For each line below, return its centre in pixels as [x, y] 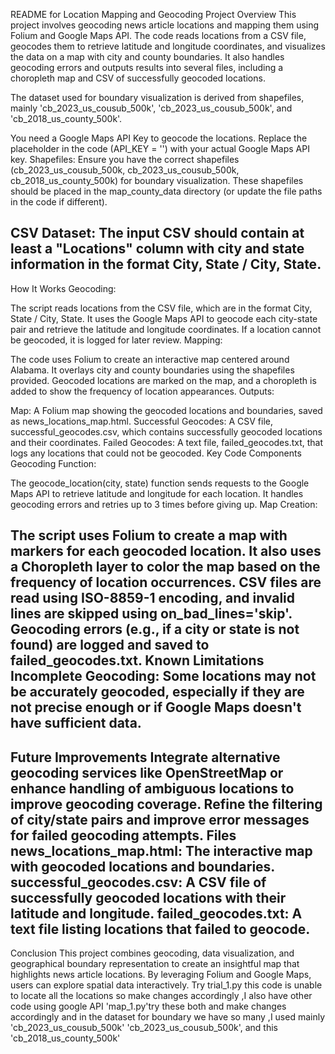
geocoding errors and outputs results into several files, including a [147, 67]
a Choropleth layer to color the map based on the [165, 567]
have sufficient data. [76, 723]
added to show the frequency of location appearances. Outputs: [142, 391]
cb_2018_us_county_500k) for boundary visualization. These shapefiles [157, 180]
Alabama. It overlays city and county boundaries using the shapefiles [152, 370]
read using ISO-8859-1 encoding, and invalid [153, 598]
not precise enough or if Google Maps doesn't [156, 707]
